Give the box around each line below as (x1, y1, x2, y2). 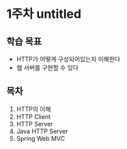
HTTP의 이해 (16, 105, 51, 113)
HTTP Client (16, 112, 51, 120)
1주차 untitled (6, 6, 82, 22)
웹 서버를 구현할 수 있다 (16, 64, 79, 72)
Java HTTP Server (16, 127, 69, 135)
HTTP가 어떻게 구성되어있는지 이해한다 (16, 55, 121, 63)
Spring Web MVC (16, 134, 66, 142)
